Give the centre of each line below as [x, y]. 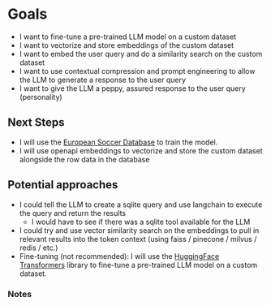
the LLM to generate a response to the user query [103, 80]
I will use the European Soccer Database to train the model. [118, 142]
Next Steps [36, 123]
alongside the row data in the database [84, 159]
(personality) [41, 97]
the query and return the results [73, 213]
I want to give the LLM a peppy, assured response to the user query [133, 88]
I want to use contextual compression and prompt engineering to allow [137, 71]
